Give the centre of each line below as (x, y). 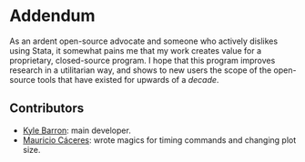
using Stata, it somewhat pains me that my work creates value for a (136, 50)
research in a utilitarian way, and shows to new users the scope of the (141, 70)
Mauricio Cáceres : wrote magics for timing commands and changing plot (159, 140)
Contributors (47, 109)
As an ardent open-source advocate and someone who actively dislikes (144, 41)
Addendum (52, 16)
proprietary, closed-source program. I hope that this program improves (142, 60)
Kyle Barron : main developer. (77, 130)
